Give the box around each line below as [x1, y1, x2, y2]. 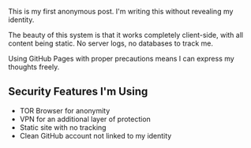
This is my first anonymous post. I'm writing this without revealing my [8, 7, 234, 16]
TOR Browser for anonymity [19, 105, 111, 115]
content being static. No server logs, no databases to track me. [8, 39, 213, 48]
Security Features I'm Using [8, 85, 148, 98]
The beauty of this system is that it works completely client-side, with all [8, 31, 243, 39]
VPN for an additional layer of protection [19, 114, 152, 124]
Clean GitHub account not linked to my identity [19, 131, 172, 140]
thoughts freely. [8, 62, 60, 72]
